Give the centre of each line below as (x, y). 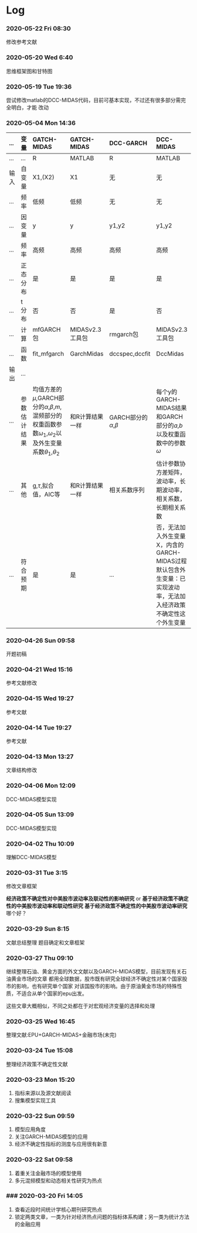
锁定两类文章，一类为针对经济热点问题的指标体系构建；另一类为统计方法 (102, 1217)
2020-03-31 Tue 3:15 (37, 873)
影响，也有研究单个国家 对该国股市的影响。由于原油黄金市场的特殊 (96, 986)
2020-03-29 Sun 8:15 (38, 929)
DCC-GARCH (128, 143)
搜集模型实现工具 (35, 1100)
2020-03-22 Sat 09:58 (40, 1160)
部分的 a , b (169, 425)
